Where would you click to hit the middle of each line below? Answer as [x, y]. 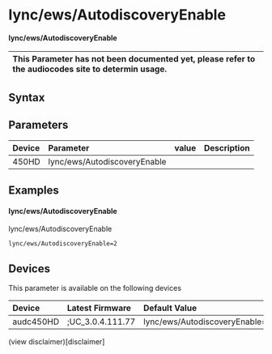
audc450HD [36, 322]
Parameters [38, 125]
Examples [34, 190]
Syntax [27, 98]
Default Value [170, 308]
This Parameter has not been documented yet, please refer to [134, 59]
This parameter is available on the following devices [95, 288]
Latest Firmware [99, 308]
